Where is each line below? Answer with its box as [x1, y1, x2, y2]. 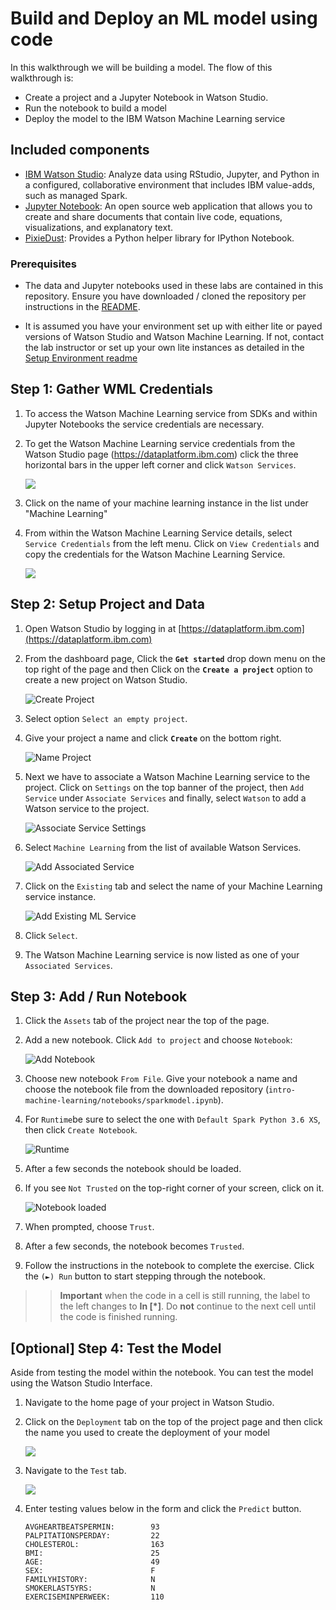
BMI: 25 [24, 1548, 160, 1559]
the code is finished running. [59, 1311, 178, 1323]
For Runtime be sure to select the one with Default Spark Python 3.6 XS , [24, 1113, 321, 1126]
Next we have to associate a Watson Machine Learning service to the [24, 770, 311, 782]
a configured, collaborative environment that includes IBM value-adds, [24, 178, 316, 191]
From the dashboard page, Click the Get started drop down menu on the [24, 652, 326, 664]
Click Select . [24, 929, 78, 941]
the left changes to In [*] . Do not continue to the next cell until [59, 1300, 317, 1312]
